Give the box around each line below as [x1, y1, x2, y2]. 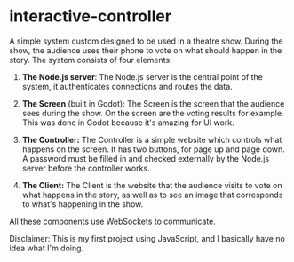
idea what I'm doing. [9, 242, 84, 253]
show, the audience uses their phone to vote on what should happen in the [9, 44, 282, 55]
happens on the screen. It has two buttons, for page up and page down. [21, 144, 286, 155]
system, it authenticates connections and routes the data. [21, 81, 233, 91]
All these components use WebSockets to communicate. [9, 216, 216, 226]
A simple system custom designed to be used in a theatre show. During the [9, 36, 284, 46]
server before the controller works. [21, 163, 150, 173]
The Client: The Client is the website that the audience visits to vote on [21, 179, 282, 190]
